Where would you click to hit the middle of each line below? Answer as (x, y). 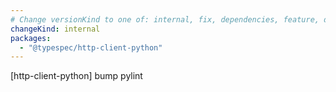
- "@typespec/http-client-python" (91, 47)
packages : (31, 38)
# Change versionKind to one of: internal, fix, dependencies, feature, (165, 19)
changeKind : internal (55, 29)
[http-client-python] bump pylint (76, 76)
